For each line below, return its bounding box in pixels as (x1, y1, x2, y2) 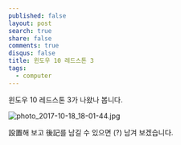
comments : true (8, 42, 60, 50)
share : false (8, 34, 52, 43)
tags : (8, 64, 27, 72)
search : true (8, 27, 52, 35)
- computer (15, 72, 52, 80)
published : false (8, 11, 67, 20)
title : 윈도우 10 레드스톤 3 (8, 57, 94, 65)
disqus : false (8, 49, 56, 57)
